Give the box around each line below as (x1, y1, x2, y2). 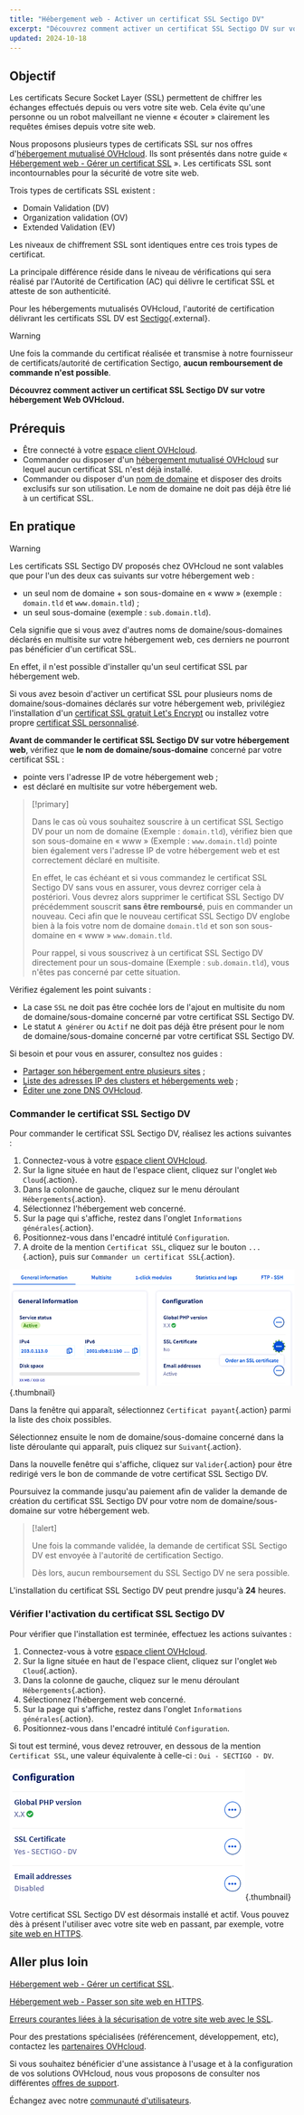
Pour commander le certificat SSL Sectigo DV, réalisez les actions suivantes (9, 1128, 292, 1139)
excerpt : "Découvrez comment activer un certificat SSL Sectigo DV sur (9, 24, 285, 33)
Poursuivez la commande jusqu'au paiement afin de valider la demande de (9, 1486, 288, 1497)
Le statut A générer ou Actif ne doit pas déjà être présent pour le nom (22, 1021, 285, 1032)
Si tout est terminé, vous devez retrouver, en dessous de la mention (9, 1740, 261, 1751)
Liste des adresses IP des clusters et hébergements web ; (22, 1075, 239, 1086)
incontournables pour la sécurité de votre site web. (9, 167, 200, 178)
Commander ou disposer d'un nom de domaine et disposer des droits (22, 473, 282, 484)
